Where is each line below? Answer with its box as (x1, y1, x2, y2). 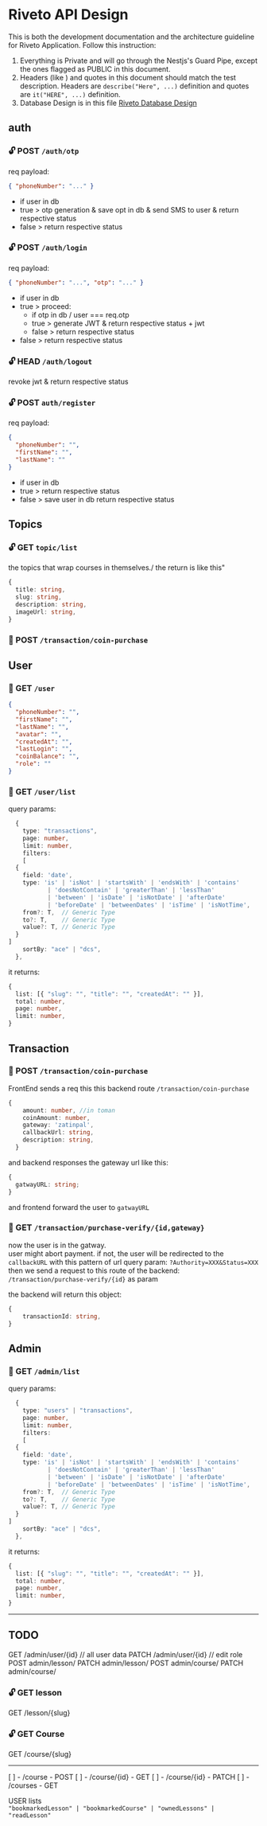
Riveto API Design (8, 6, 129, 24)
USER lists (8, 1797, 42, 1806)
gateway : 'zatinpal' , (22, 1121, 94, 1130)
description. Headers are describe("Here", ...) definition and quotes (19, 81, 250, 91)
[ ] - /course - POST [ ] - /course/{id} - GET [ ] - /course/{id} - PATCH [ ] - (8, 1773, 250, 1782)
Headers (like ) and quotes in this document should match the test (19, 72, 237, 82)
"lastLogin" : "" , (15, 745, 73, 753)
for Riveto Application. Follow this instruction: (8, 40, 157, 49)
